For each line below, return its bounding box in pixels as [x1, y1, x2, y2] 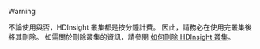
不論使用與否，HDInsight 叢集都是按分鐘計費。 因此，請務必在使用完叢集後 [8, 23, 252, 32]
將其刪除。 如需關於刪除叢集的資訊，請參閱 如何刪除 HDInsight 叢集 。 [8, 33, 236, 41]
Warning [8, 7, 36, 16]
